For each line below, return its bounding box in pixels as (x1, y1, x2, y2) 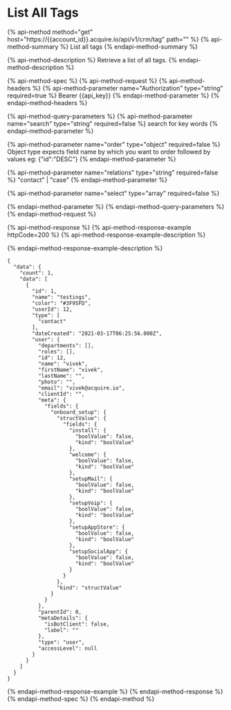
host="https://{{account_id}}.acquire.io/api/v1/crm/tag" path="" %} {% (7, 35, 210, 43)
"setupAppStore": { (68, 524, 126, 531)
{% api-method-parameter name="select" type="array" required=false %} (7, 189, 220, 197)
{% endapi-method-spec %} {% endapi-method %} (7, 694, 155, 703)
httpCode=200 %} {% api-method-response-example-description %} (7, 230, 206, 239)
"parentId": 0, (37, 608, 82, 615)
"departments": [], (37, 342, 95, 349)
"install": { (68, 427, 107, 434)
